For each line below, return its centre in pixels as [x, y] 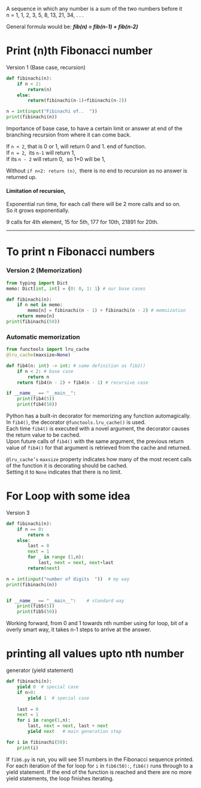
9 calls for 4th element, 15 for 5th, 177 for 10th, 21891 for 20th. [83, 222]
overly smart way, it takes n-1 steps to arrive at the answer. [79, 630]
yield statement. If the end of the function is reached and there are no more [99, 772]
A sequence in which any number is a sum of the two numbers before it [94, 9]
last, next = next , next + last [76, 563]
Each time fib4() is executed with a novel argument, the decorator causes [98, 429]
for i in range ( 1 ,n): [44, 720]
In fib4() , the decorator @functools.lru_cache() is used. [76, 422]
